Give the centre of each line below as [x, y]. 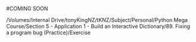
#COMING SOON [27, 9]
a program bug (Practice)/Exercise [49, 33]
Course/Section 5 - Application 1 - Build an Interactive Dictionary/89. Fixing [98, 26]
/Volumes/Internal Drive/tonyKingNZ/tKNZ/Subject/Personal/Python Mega [97, 20]
